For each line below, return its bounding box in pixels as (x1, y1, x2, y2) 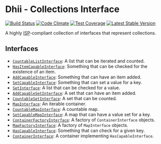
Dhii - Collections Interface (5, 4, 120, 15)
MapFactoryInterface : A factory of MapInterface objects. (12, 122, 129, 128)
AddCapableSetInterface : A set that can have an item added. (12, 90, 137, 96)
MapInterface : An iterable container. (12, 101, 87, 107)
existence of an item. (12, 68, 56, 75)
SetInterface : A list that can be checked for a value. (12, 85, 120, 91)
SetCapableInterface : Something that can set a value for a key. (12, 79, 142, 85)
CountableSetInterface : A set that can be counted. (12, 95, 117, 101)
